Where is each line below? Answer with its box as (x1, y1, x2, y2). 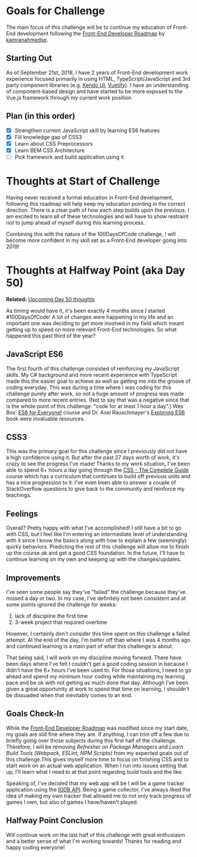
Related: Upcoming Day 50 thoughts (6, 295, 95, 303)
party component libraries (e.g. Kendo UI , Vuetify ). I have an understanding (6, 81, 189, 88)
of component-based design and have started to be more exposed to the (6, 87, 183, 95)
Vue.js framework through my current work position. (6, 94, 133, 101)
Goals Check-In (6, 709, 64, 719)
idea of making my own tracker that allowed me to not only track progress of (6, 792, 192, 799)
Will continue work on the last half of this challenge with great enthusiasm (6, 831, 185, 838)
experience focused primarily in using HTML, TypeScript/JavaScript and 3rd (6, 75, 191, 82)
